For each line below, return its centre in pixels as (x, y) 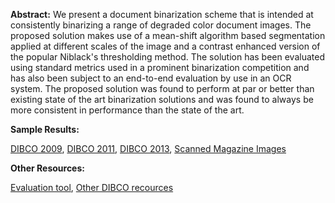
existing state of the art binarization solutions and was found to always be (162, 99)
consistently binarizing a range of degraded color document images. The (161, 25)
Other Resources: (47, 168)
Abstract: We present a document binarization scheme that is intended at (162, 14)
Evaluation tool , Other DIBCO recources (92, 187)
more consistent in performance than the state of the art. (127, 110)
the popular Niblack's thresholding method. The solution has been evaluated (167, 57)
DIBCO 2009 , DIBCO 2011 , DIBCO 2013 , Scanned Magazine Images (148, 148)
